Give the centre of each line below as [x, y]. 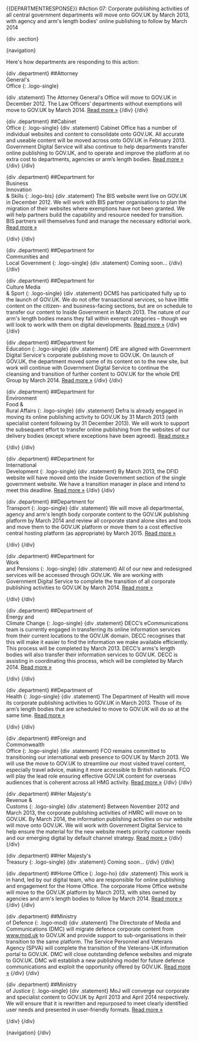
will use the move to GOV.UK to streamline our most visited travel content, [96, 763]
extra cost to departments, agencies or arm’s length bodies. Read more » [95, 159]
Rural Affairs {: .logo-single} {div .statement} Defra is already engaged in [95, 411]
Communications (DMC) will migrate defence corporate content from [90, 929]
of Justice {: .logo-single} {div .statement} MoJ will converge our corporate [98, 991]
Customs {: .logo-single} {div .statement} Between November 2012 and [93, 806]
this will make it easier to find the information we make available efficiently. [97, 642]
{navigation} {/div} [29, 1033]
